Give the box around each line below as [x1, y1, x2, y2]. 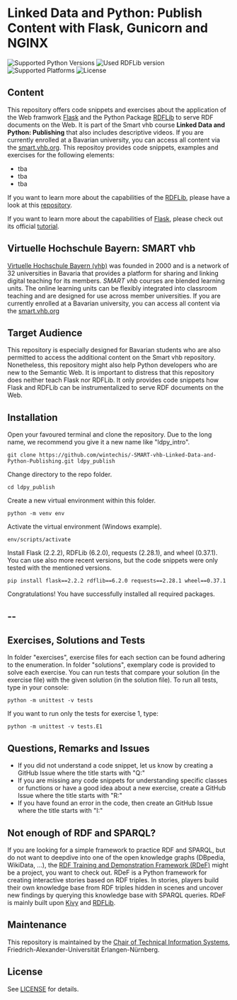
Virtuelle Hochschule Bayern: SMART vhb [7, 242, 196, 254]
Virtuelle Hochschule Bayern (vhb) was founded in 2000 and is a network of [7, 261, 229, 270]
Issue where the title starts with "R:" [17, 792, 122, 800]
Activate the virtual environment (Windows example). [7, 522, 162, 531]
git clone [7, 451, 37, 459]
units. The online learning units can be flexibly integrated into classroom [7, 283, 218, 292]
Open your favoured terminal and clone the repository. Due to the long [7, 430, 212, 439]
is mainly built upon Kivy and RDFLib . [7, 899, 116, 907]
